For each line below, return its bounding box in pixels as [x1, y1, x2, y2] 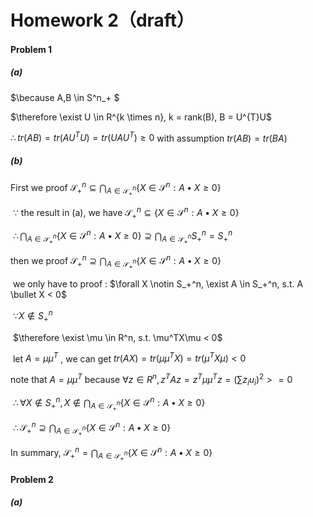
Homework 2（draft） [10, 9, 195, 32]
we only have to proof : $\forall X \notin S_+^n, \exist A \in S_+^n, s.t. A [12, 278, 304, 290]
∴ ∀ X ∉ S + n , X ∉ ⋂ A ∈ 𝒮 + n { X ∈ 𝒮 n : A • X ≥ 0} [12, 395, 206, 413]
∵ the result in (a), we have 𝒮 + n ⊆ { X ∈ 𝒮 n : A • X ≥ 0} [12, 205, 240, 221]
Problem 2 [10, 473, 54, 485]
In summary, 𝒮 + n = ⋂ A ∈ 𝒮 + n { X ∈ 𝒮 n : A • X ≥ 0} [10, 445, 213, 463]
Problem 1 [10, 43, 53, 55]
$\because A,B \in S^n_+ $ [10, 91, 120, 103]
